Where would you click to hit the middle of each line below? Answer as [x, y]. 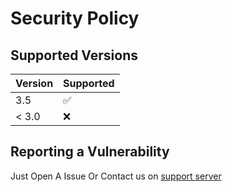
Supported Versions [74, 55]
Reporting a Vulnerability [90, 152]
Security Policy [75, 18]
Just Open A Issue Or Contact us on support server [116, 176]
